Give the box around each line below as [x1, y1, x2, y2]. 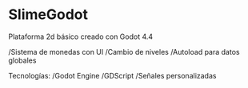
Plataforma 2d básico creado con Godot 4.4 [8, 32, 154, 41]
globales [8, 55, 37, 65]
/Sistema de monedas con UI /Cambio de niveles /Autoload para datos [8, 47, 240, 56]
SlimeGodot [8, 6, 89, 24]
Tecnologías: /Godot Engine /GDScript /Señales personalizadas [8, 71, 217, 80]
